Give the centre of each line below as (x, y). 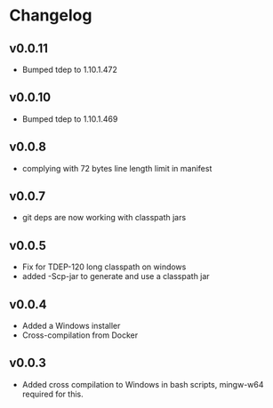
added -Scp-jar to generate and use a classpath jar (116, 276)
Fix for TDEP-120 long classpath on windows (104, 267)
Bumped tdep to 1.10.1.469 (70, 119)
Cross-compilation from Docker (80, 335)
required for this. (52, 394)
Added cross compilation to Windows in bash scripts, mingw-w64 (143, 384)
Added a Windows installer (71, 326)
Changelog (51, 16)
